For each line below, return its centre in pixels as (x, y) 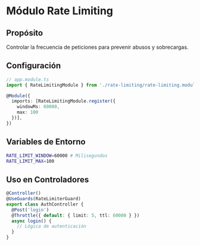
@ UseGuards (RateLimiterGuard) (44, 199)
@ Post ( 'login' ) (30, 210)
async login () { (32, 221)
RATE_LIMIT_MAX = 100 (30, 161)
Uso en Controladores (48, 179)
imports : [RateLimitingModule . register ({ (64, 101)
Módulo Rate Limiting (60, 11)
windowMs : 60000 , (38, 107)
